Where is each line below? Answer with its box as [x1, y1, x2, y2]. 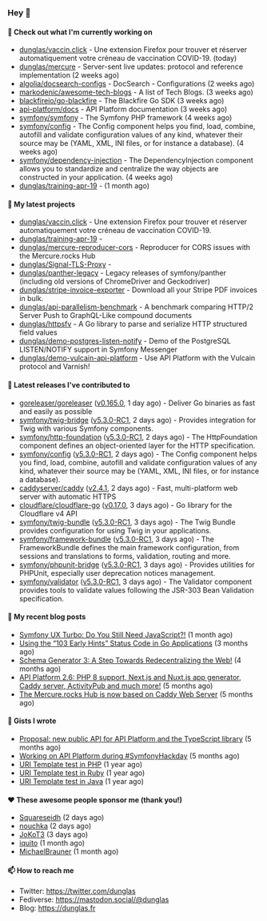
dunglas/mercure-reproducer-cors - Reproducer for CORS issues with [18, 243, 251, 252]
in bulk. [18, 294, 44, 304]
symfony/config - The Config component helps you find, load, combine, [18, 122, 256, 131]
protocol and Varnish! [18, 362, 90, 372]
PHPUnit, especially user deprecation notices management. [18, 568, 216, 577]
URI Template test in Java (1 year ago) [18, 776, 145, 786]
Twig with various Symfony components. [18, 424, 153, 433]
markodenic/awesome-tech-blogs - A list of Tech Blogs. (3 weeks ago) [18, 87, 253, 97]
